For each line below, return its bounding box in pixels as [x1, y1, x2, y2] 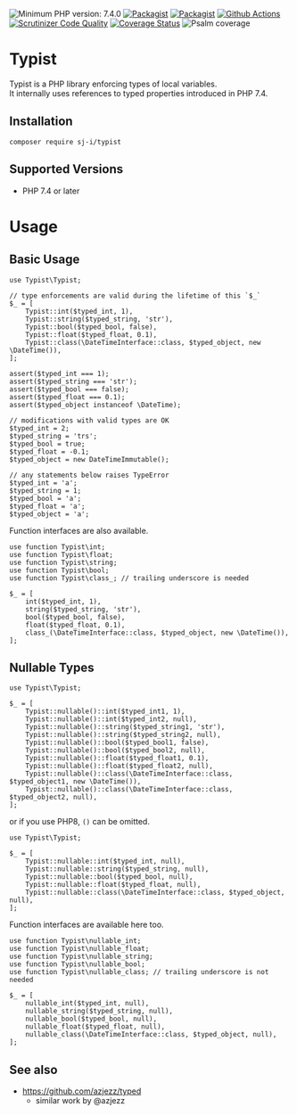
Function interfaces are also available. [9, 525, 149, 536]
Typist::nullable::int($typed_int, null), [25, 857, 186, 866]
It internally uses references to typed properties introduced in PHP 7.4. [9, 87, 268, 98]
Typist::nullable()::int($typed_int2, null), [25, 715, 198, 724]
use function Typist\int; [9, 542, 105, 552]
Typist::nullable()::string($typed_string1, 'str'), [25, 723, 226, 732]
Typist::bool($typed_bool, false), [25, 322, 158, 332]
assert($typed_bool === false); [9, 384, 129, 394]
